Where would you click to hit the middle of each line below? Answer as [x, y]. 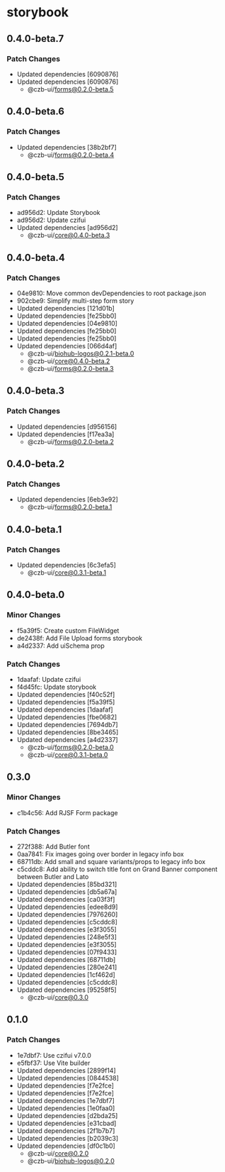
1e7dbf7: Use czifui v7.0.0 [54, 1055]
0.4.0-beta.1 [34, 529]
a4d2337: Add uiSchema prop [60, 646]
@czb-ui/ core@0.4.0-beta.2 [69, 361]
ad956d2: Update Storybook [58, 213]
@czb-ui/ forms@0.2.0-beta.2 [71, 441]
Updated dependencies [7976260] [67, 914]
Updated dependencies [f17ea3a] [65, 434]
